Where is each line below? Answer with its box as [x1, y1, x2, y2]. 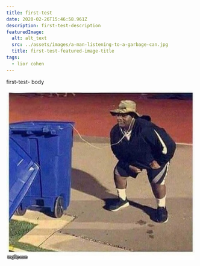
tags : [6, 54, 20, 60]
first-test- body [6, 78, 45, 85]
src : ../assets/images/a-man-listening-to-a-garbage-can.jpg [11, 42, 169, 48]
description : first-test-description [6, 22, 101, 28]
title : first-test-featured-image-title [11, 48, 114, 54]
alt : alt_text [11, 35, 47, 42]
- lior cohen [11, 60, 45, 66]
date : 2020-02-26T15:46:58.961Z [6, 16, 87, 22]
